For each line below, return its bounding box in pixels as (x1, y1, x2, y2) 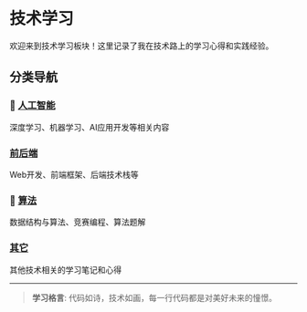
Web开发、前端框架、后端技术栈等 (9, 169, 139, 180)
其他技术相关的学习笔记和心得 (9, 264, 122, 275)
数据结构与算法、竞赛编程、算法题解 (9, 216, 146, 228)
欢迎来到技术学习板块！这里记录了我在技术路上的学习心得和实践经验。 (9, 40, 274, 51)
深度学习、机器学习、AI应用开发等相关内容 (9, 121, 170, 132)
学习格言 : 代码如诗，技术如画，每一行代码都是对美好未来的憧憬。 (31, 292, 277, 303)
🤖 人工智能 (9, 99, 57, 112)
